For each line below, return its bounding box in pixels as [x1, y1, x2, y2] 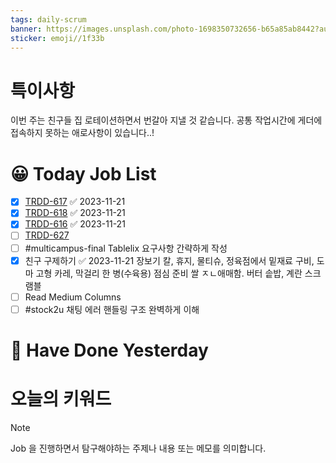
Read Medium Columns [24, 291, 122, 303]
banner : [10, 24, 43, 34]
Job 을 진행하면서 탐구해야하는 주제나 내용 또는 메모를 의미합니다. [10, 442, 267, 454]
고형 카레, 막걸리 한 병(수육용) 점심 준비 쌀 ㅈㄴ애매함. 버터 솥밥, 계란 [35, 267, 303, 279]
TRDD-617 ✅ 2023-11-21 [24, 196, 126, 208]
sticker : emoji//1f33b [10, 33, 105, 43]
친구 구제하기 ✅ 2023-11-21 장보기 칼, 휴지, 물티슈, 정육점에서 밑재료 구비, [24, 254, 315, 266]
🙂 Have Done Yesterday [10, 339, 209, 361]
